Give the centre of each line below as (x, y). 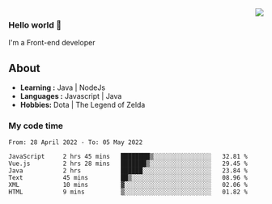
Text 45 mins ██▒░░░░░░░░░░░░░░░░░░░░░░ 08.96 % (128, 178)
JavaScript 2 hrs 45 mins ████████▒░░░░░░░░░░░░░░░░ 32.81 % (128, 157)
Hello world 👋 (35, 25)
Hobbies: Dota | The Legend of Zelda (83, 105)
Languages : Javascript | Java (71, 96)
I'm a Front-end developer (52, 43)
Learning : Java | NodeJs (63, 87)
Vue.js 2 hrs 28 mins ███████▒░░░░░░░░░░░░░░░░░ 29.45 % (128, 164)
